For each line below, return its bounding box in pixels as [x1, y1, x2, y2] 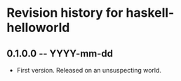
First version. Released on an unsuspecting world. [16, 66, 162, 74]
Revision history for [6, 5, 123, 21]
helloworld [6, 20, 70, 36]
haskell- [126, 5, 175, 21]
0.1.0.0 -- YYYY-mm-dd [6, 47, 114, 59]
